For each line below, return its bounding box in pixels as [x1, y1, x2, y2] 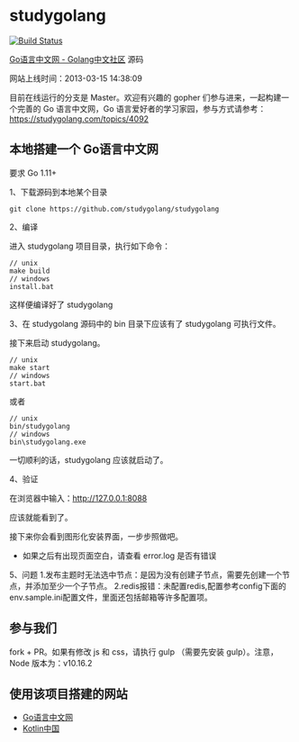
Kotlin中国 [22, 723, 60, 734]
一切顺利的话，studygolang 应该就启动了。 [9, 454, 168, 465]
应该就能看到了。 [9, 511, 73, 522]
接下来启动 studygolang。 [9, 337, 105, 348]
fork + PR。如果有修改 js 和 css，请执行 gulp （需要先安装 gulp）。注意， [9, 646, 279, 657]
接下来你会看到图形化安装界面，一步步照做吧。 [9, 530, 183, 541]
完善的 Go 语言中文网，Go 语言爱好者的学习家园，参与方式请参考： [16, 103, 267, 113]
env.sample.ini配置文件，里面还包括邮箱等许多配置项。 [9, 592, 213, 602]
